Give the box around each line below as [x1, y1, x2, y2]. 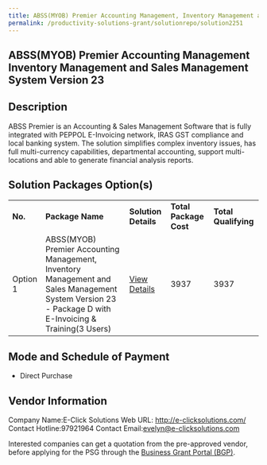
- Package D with [44, 303, 111, 314]
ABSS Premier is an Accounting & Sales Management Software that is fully [8, 121, 252, 131]
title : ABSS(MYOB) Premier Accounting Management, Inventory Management [8, 11, 254, 20]
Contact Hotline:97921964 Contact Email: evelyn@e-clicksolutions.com [8, 424, 240, 433]
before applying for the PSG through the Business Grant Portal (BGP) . [8, 448, 236, 457]
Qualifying [213, 215, 254, 227]
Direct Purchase [19, 371, 73, 381]
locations [8, 155, 38, 165]
